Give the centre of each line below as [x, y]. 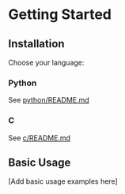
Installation [36, 44]
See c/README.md [40, 138]
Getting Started [60, 15]
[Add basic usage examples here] [63, 181]
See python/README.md [49, 100]
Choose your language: [46, 62]
